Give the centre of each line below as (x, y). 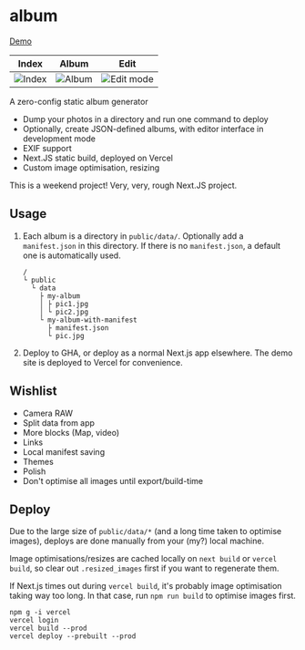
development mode (59, 139)
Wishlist (33, 392)
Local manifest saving (64, 451)
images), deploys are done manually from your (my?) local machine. (137, 541)
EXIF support (47, 148)
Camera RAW (48, 413)
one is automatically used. (71, 255)
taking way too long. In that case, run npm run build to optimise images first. (152, 596)
